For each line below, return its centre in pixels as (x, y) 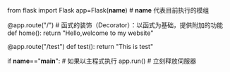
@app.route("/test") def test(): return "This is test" (80, 46)
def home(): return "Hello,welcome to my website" (80, 33)
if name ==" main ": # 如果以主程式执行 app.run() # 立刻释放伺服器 (102, 61)
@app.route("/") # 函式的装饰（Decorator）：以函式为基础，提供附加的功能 (115, 25)
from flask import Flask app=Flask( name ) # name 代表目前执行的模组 (108, 10)
